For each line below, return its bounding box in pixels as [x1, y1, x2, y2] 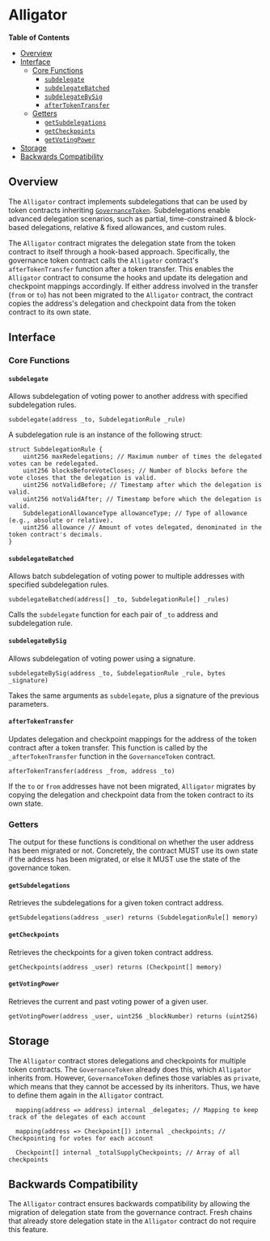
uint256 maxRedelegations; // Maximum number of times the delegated [23, 452, 263, 461]
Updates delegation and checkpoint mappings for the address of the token [8, 734, 257, 743]
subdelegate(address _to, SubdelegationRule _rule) [8, 416, 186, 424]
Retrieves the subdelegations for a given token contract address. [8, 898, 224, 908]
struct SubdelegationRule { [8, 446, 103, 454]
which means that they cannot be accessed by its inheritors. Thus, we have [8, 1081, 260, 1091]
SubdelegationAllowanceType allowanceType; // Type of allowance [23, 509, 248, 518]
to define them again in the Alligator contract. [8, 1090, 164, 1100]
